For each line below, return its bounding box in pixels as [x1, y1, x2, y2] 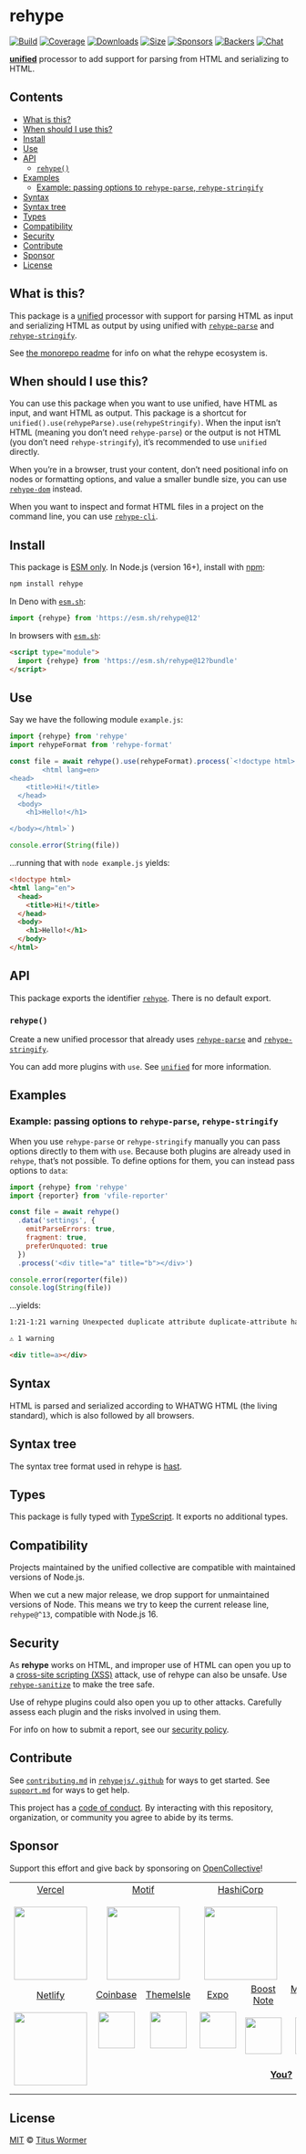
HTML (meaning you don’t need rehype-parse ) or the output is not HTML [9, 427, 281, 438]
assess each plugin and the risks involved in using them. [9, 1705, 221, 1717]
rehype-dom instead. [9, 483, 83, 494]
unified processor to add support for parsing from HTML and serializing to [9, 53, 290, 64]
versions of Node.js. [9, 1572, 85, 1583]
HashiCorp [217, 1883, 264, 1895]
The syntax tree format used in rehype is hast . [9, 1461, 182, 1472]
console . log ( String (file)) [9, 1283, 112, 1293]
